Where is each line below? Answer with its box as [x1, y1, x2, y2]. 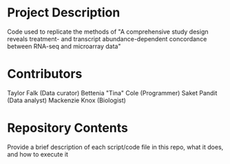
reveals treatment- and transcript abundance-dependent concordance [7, 34, 207, 43]
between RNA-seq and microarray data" [7, 42, 121, 50]
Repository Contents [7, 120, 129, 136]
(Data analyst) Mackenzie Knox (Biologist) [7, 96, 126, 104]
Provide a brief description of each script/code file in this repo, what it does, [7, 143, 224, 151]
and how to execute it [7, 150, 69, 159]
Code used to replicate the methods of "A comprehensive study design [7, 27, 209, 36]
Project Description [7, 5, 121, 21]
